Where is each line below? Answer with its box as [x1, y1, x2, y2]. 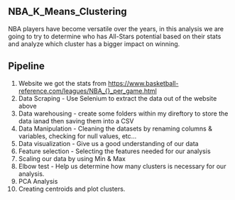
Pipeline [8, 60, 45, 72]
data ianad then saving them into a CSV [18, 116, 134, 125]
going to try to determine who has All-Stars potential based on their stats [8, 32, 222, 40]
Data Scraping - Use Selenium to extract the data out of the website [18, 94, 217, 102]
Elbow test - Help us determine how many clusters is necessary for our [18, 162, 226, 170]
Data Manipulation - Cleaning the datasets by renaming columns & [18, 124, 212, 133]
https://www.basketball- [108, 79, 179, 87]
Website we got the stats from [18, 79, 107, 87]
